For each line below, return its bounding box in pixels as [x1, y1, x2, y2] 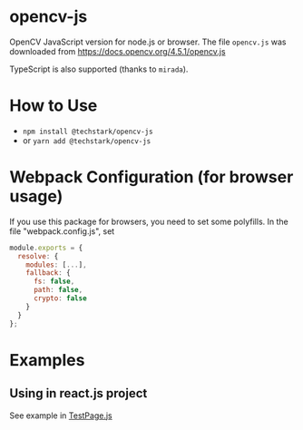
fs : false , [33, 277, 75, 287]
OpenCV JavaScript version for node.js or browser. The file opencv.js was [9, 36, 287, 47]
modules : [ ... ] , [25, 260, 88, 269]
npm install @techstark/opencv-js [22, 127, 153, 136]
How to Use [9, 95, 98, 116]
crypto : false [33, 294, 88, 303]
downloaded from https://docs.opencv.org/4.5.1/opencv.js [9, 45, 226, 56]
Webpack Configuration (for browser [9, 167, 294, 188]
